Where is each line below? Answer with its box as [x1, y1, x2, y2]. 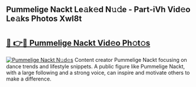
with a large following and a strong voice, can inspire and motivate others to [6, 69, 190, 76]
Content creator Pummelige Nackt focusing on [74, 57, 187, 63]
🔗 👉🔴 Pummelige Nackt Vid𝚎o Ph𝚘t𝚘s [6, 38, 151, 48]
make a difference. [6, 75, 52, 82]
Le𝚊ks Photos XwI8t [6, 14, 82, 24]
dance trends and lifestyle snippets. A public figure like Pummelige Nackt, [6, 63, 185, 69]
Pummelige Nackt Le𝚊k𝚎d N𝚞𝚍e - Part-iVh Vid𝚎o [6, 5, 191, 15]
